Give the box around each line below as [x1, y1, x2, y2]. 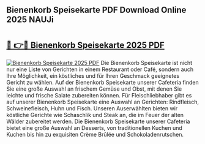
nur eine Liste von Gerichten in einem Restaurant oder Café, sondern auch [6, 66, 194, 73]
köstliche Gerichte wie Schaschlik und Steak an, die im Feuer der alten [6, 112, 184, 118]
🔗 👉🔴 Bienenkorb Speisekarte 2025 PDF [6, 40, 165, 50]
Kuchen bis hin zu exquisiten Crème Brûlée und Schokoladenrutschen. [6, 131, 184, 138]
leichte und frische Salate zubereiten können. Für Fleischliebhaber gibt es [6, 92, 192, 99]
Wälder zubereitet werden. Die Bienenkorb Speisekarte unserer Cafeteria [6, 118, 190, 125]
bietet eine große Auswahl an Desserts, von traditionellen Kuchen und [6, 124, 182, 131]
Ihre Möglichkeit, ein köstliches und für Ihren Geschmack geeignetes [6, 72, 179, 79]
